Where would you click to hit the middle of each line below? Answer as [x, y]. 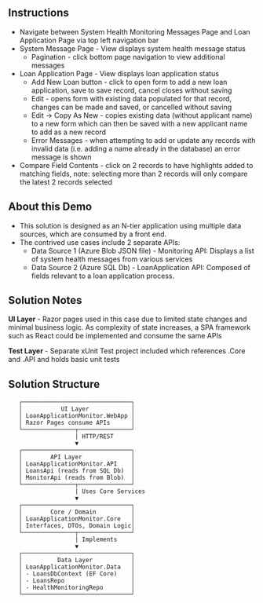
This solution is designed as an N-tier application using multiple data [130, 225]
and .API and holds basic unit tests [64, 360]
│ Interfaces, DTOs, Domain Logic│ [77, 526]
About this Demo [50, 207]
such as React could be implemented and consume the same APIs [115, 336]
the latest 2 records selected [66, 182]
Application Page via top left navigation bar [89, 40]
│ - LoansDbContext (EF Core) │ [77, 574]
